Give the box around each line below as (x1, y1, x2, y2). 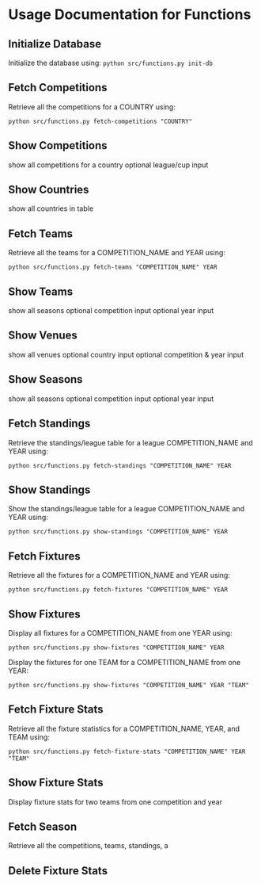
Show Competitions (8, 139, 108, 152)
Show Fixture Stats (8, 776, 104, 789)
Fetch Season (8, 820, 78, 833)
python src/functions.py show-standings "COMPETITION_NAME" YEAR (8, 528, 228, 536)
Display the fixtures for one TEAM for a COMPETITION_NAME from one (8, 657, 241, 667)
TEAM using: (8, 732, 50, 742)
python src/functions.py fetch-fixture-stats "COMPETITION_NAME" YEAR (8, 747, 246, 755)
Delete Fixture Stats (8, 864, 108, 877)
